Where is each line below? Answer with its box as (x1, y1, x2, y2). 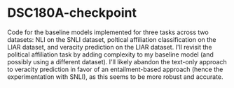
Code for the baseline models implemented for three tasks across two (7, 28, 209, 36)
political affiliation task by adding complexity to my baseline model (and (7, 50, 214, 59)
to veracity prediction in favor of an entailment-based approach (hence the (7, 65, 223, 73)
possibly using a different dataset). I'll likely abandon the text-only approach (7, 57, 227, 66)
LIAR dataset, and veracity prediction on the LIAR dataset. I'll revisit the (7, 43, 212, 51)
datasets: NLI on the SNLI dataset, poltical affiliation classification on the (7, 35, 216, 43)
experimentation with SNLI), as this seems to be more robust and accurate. (7, 72, 223, 81)
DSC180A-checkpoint (7, 5, 137, 21)
